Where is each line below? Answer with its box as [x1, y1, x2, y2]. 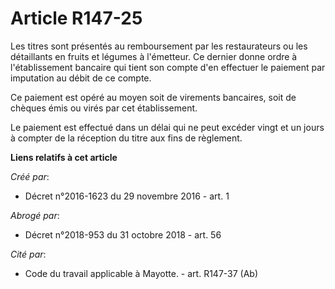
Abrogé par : [10, 209, 60, 221]
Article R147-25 [10, 7, 143, 30]
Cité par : [10, 248, 47, 260]
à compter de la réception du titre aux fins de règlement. [10, 132, 243, 144]
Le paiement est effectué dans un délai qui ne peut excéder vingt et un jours [10, 121, 325, 133]
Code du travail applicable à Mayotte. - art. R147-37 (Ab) [24, 267, 259, 279]
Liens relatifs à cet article [10, 151, 118, 163]
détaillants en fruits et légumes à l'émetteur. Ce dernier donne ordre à [10, 50, 298, 62]
